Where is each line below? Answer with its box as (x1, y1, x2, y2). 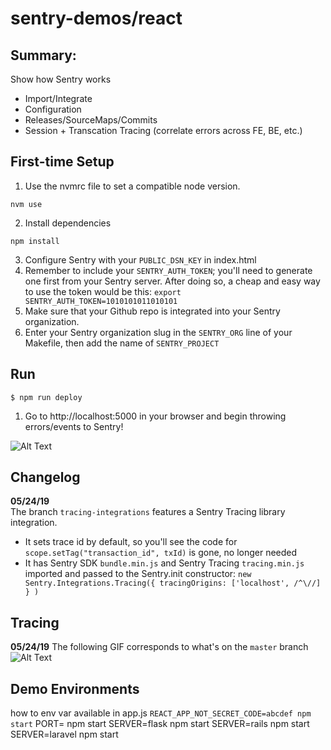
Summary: (10, 47, 77, 64)
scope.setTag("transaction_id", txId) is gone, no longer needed (24, 547, 298, 559)
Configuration (24, 103, 82, 115)
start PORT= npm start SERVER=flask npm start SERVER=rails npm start (10, 718, 310, 730)
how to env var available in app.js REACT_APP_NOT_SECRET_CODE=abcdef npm (10, 707, 312, 719)
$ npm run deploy (10, 392, 83, 402)
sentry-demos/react (10, 7, 183, 30)
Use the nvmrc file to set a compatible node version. (24, 180, 241, 192)
